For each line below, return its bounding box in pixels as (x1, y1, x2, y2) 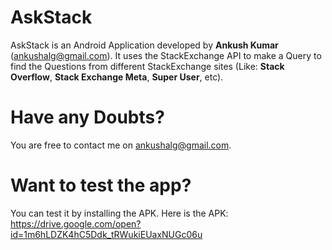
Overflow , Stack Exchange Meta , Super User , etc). (10, 71, 224, 83)
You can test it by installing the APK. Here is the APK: (10, 207, 229, 219)
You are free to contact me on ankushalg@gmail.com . (10, 139, 232, 151)
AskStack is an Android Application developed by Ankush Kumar (10, 39, 279, 51)
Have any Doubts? (10, 106, 165, 129)
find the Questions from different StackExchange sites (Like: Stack (10, 60, 285, 72)
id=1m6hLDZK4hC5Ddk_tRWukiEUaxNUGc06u (10, 228, 203, 240)
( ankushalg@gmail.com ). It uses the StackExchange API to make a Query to (10, 49, 322, 61)
